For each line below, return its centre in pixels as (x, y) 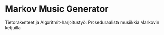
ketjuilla (13, 27)
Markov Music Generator (57, 9)
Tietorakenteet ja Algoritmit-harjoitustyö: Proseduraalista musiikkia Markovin (82, 22)
